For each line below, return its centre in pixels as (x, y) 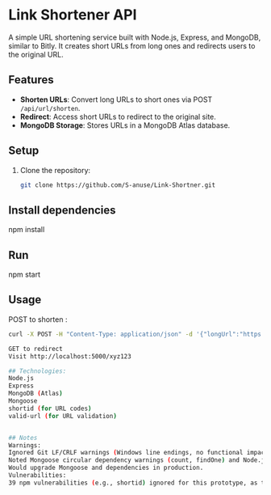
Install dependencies (62, 210)
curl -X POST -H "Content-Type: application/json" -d (101, 334)
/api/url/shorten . (50, 108)
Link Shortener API (73, 15)
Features (31, 80)
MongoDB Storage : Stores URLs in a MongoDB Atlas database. (125, 125)
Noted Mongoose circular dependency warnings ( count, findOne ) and (124, 460)
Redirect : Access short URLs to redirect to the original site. (118, 116)
